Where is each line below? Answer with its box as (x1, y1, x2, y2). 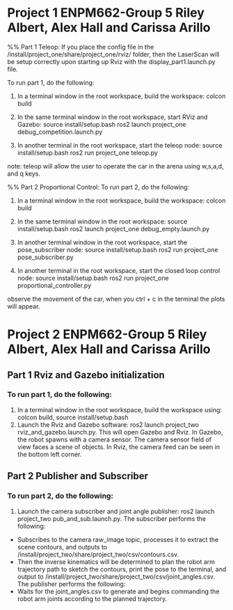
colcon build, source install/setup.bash (17, 413, 129, 421)
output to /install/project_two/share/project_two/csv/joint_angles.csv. (17, 572, 216, 581)
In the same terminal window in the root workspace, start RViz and (17, 113, 208, 121)
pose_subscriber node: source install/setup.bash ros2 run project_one (17, 245, 218, 253)
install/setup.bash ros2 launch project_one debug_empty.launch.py (17, 224, 210, 233)
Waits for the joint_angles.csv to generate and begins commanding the (17, 587, 220, 595)
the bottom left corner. (17, 450, 82, 458)
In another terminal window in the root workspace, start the (17, 238, 188, 247)
